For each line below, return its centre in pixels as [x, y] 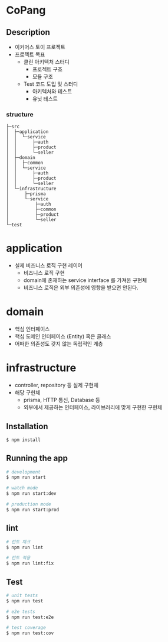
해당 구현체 [27, 393]
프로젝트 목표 [30, 54]
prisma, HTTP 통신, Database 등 [62, 400]
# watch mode [22, 488]
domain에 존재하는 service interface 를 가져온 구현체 [85, 280]
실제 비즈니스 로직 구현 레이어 [48, 265]
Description [28, 32]
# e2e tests [21, 612]
